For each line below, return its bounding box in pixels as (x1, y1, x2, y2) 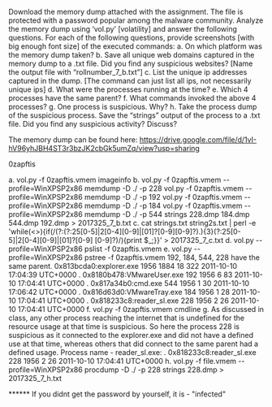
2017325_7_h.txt (8, 374, 63, 383)
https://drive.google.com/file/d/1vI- (139, 135, 257, 145)
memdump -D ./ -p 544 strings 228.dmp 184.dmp (84, 210, 250, 219)
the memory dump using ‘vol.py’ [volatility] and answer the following (8, 24, 237, 33)
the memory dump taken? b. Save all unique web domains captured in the (8, 50, 255, 59)
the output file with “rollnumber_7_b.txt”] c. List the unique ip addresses (8, 67, 248, 76)
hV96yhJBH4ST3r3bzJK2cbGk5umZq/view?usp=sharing (8, 144, 201, 153)
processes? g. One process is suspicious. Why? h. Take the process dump (8, 102, 257, 111)
